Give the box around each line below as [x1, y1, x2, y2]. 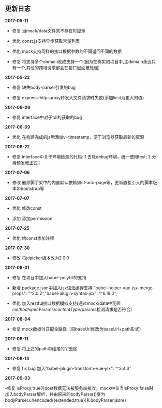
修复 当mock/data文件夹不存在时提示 [12, 28, 86, 33]
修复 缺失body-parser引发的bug [12, 84, 76, 90]
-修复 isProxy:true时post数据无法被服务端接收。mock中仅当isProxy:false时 [5, 385, 154, 391]
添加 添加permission [12, 215, 53, 221]
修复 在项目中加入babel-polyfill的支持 [12, 274, 87, 280]
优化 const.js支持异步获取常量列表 [12, 38, 80, 44]
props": [12, 290, 28, 296]
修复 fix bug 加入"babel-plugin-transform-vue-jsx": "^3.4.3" [12, 365, 132, 371]
